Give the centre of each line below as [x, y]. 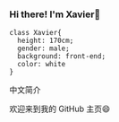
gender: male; [43, 48]
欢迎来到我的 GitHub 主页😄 [60, 109]
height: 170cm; [46, 41]
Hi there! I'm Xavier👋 [55, 14]
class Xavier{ [36, 33]
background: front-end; [61, 57]
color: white [42, 65]
